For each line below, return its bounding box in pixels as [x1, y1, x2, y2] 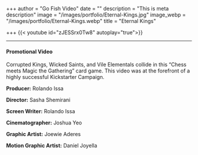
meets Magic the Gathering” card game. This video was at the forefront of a [6, 67, 190, 74]
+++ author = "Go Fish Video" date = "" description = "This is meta [6, 5, 169, 12]
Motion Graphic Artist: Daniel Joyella [6, 142, 97, 149]
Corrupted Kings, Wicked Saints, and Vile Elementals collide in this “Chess [6, 61, 187, 68]
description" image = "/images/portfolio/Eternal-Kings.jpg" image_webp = [6, 11, 186, 18]
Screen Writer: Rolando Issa [6, 108, 75, 115]
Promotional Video [6, 48, 53, 55]
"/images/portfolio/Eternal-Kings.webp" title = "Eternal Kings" [6, 18, 156, 24]
